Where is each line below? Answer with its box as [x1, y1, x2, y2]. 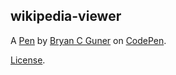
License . [10, 54, 46, 66]
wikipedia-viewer [10, 8, 122, 25]
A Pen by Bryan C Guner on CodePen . [10, 34, 167, 46]
